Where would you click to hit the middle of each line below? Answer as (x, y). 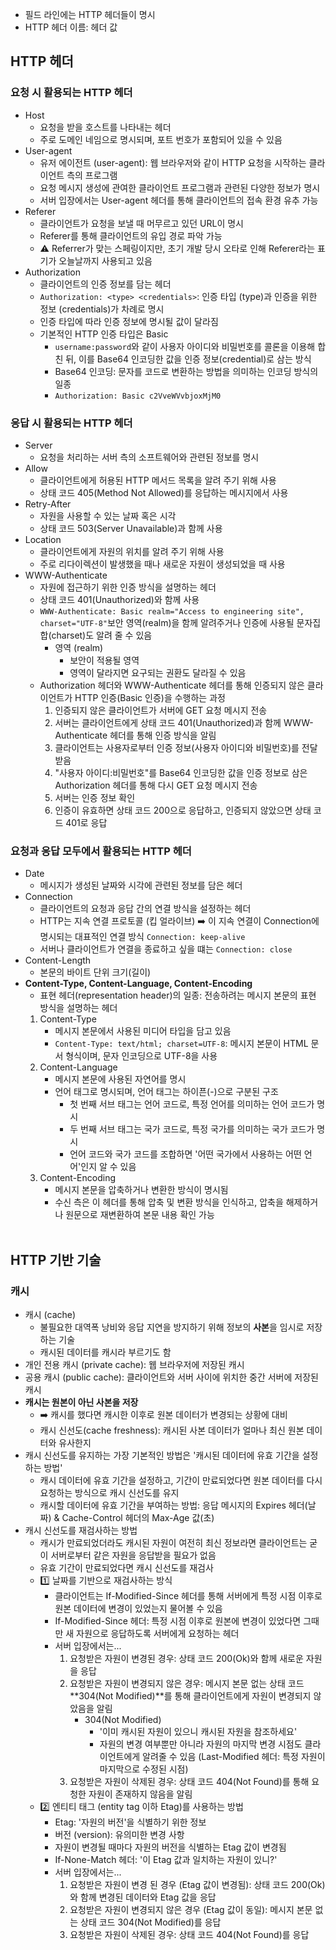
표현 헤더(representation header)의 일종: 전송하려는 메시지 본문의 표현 (178, 995)
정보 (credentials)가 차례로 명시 (102, 309)
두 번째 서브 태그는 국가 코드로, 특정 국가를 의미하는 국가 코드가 (192, 1129)
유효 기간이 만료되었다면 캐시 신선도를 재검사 (126, 1567)
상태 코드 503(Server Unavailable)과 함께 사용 (131, 528)
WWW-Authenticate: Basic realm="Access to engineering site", (172, 611)
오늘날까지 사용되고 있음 (105, 260)
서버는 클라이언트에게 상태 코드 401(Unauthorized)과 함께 (168, 722)
